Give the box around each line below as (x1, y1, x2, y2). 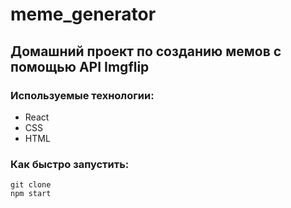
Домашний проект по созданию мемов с (10, 43, 282, 60)
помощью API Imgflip (10, 58, 150, 75)
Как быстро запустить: (10, 157, 130, 171)
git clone (10, 180, 52, 190)
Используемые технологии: (10, 88, 155, 102)
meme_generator (10, 3, 157, 26)
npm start (10, 189, 52, 199)
